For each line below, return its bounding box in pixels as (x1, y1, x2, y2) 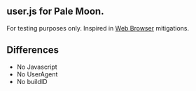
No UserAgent (16, 69, 58, 78)
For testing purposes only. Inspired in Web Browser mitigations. (6, 24, 190, 32)
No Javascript (16, 63, 57, 71)
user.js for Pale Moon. (6, 6, 104, 17)
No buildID (16, 77, 48, 85)
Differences (6, 44, 59, 56)
